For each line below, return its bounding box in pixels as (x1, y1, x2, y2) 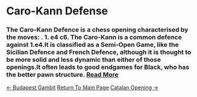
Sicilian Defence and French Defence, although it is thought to (6, 48, 192, 56)
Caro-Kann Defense (6, 4, 108, 18)
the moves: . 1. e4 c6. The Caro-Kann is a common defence (6, 33, 183, 41)
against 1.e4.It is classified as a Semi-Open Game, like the (6, 41, 179, 49)
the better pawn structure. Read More (6, 71, 119, 79)
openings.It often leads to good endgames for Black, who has (6, 63, 190, 71)
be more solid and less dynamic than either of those (6, 56, 161, 64)
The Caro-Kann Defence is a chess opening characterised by (6, 26, 189, 34)
